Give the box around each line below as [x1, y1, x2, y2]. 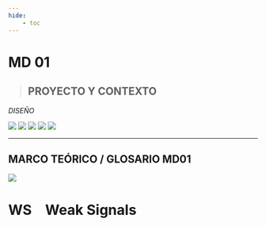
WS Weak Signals [8, 201, 137, 219]
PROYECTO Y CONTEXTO [27, 85, 157, 98]
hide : [8, 11, 26, 20]
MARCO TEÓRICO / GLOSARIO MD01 [8, 152, 192, 166]
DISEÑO [8, 105, 35, 115]
